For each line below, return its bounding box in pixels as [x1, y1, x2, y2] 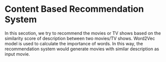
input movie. [4, 51, 30, 57]
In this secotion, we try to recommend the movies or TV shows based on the [4, 30, 161, 36]
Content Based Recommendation [4, 3, 144, 15]
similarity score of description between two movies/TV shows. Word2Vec [4, 35, 155, 41]
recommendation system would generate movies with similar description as [4, 46, 160, 52]
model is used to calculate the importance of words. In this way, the [4, 40, 143, 46]
